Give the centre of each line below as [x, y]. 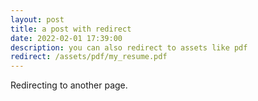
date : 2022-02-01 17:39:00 [66, 38]
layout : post [37, 19]
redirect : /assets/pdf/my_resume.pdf [89, 57]
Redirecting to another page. [69, 85]
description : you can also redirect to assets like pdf [129, 47]
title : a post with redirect [71, 29]
